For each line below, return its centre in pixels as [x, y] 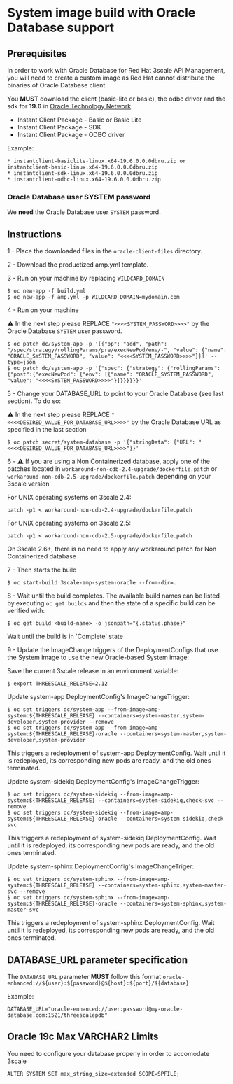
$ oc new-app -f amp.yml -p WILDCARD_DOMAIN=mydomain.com [93, 297]
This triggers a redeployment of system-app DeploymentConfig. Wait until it [116, 753]
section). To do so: [34, 401]
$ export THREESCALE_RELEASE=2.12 [58, 684]
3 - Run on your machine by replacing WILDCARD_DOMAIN [86, 279]
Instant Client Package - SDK [59, 127]
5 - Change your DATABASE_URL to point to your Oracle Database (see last [115, 394]
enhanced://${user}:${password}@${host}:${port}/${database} [98, 983]
